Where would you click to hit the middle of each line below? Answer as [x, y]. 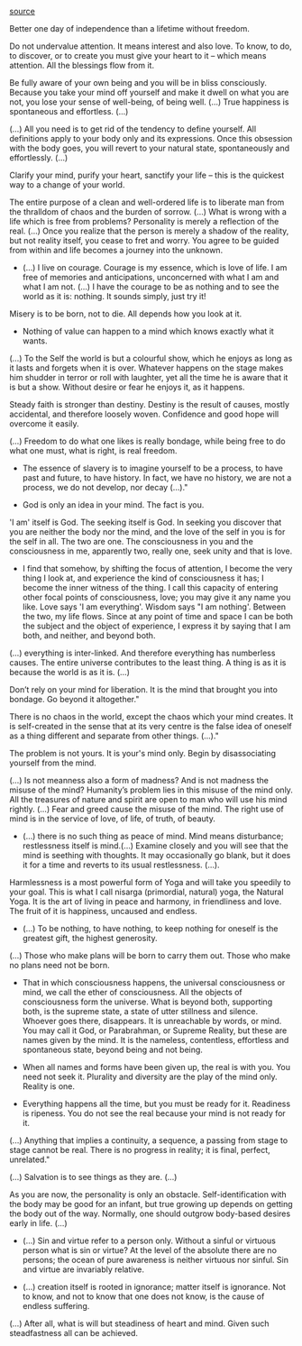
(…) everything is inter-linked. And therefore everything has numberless [142, 653]
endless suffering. [56, 1306]
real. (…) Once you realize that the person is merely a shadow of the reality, [149, 231]
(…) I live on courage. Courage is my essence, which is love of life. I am [155, 267]
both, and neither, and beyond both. [89, 636]
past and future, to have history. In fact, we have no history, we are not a [157, 478]
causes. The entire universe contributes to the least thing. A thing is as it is [148, 663]
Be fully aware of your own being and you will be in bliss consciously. [138, 82]
